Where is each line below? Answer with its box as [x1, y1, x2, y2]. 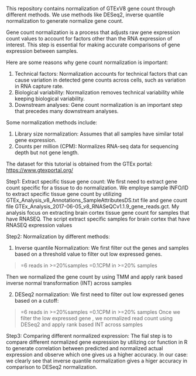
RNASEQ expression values [6, 222, 73, 228]
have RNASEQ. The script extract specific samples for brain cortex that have [6, 215, 190, 222]
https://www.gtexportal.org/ [6, 167, 73, 174]
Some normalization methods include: [6, 119, 98, 126]
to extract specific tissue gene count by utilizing [6, 191, 122, 197]
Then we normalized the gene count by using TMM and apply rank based [6, 273, 183, 280]
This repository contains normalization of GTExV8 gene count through [6, 5, 176, 12]
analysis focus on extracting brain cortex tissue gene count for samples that [6, 209, 190, 216]
